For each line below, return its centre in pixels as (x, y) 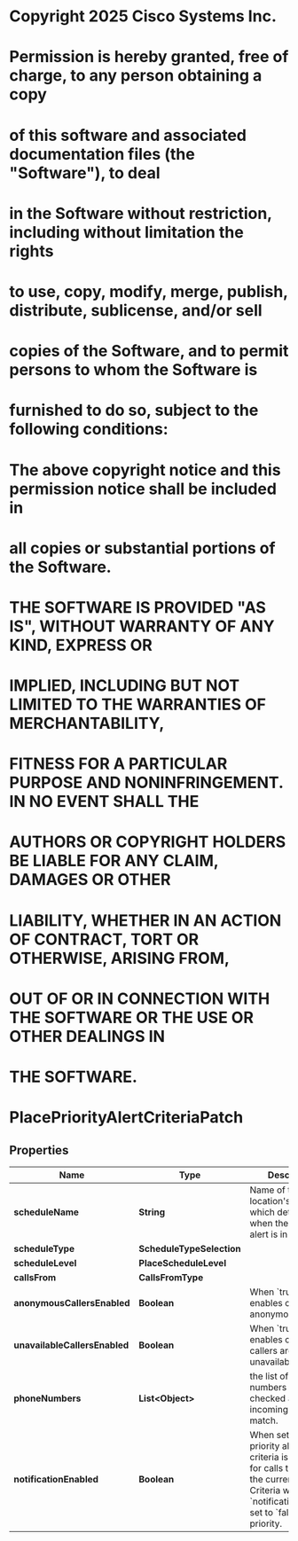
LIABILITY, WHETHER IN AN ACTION (145, 920)
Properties (39, 1150)
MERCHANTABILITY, (87, 724)
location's (270, 1201)
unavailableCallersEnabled (71, 1345)
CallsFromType (171, 1277)
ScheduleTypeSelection (190, 1249)
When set (270, 1435)
